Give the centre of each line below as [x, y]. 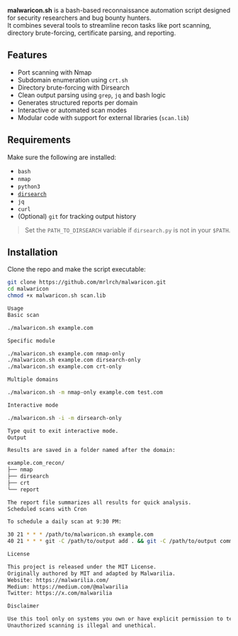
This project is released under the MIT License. [82, 567]
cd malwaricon [28, 289]
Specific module [31, 340]
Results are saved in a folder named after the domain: [91, 451]
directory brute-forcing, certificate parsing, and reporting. [92, 33]
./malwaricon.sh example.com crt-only [64, 367]
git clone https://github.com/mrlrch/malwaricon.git [87, 282]
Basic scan [23, 315]
